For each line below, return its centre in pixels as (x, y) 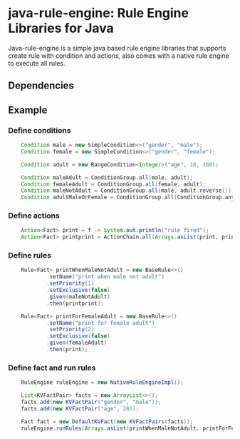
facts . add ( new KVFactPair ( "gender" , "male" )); (91, 402)
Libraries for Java (61, 28)
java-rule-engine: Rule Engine (99, 13)
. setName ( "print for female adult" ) (100, 323)
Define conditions (40, 130)
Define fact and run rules (52, 368)
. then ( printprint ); (75, 303)
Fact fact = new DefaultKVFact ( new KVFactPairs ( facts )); (107, 422)
